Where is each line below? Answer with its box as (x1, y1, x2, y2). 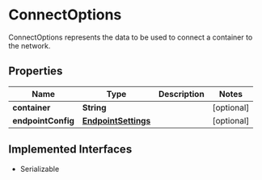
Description (158, 88, 205, 99)
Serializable (19, 164, 60, 174)
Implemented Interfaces (8, 143, 133, 157)
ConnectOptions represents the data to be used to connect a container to (8, 32, 253, 42)
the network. (8, 40, 51, 50)
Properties (8, 65, 63, 78)
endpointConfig (12, 115, 75, 126)
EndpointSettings (82, 115, 151, 126)
